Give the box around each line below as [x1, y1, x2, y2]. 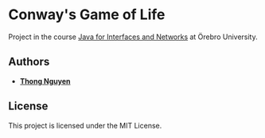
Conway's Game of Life [8, 6, 166, 24]
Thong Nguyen [19, 76, 71, 85]
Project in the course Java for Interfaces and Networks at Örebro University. [8, 32, 258, 41]
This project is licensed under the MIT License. [8, 120, 162, 130]
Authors [8, 55, 50, 69]
